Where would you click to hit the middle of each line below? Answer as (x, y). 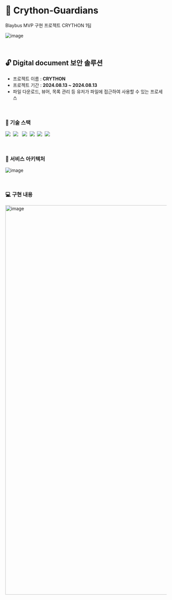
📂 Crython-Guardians (52, 11)
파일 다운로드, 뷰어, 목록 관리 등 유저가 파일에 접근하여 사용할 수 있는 (81, 92)
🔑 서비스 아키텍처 (25, 159)
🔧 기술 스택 (18, 122)
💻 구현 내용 (19, 195)
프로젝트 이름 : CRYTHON (39, 79)
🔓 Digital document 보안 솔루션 (54, 63)
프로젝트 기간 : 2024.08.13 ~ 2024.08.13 (55, 85)
